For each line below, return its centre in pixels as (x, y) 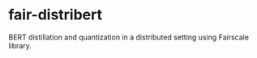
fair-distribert (56, 15)
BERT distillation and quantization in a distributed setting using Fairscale (129, 37)
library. (20, 45)
